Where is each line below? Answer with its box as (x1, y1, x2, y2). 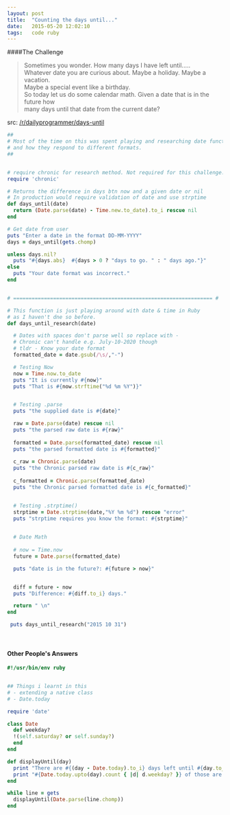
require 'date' (7, 708, 51, 715)
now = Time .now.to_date (13, 370, 81, 377)
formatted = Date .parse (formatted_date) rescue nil (13, 439, 164, 446)
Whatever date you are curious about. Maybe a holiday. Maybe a (23, 69, 207, 77)
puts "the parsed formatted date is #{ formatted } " (13, 445, 161, 453)
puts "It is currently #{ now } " (13, 377, 103, 383)
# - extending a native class (7, 689, 94, 696)
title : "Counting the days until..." (7, 16, 118, 23)
